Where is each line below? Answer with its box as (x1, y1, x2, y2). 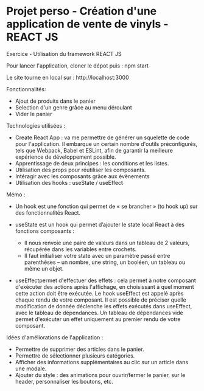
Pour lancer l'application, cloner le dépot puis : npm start (6, 62, 149, 69)
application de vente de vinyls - (6, 17, 169, 31)
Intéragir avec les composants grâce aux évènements (15, 172, 150, 180)
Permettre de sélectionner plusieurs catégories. (15, 351, 135, 359)
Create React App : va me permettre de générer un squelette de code (15, 134, 190, 141)
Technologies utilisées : (6, 122, 66, 129)
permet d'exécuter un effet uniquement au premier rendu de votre (15, 315, 181, 323)
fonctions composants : (15, 227, 75, 235)
